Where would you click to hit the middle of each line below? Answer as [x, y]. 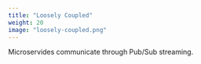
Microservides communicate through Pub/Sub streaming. [101, 52]
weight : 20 [26, 23]
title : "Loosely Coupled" [50, 15]
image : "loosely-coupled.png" [58, 30]
